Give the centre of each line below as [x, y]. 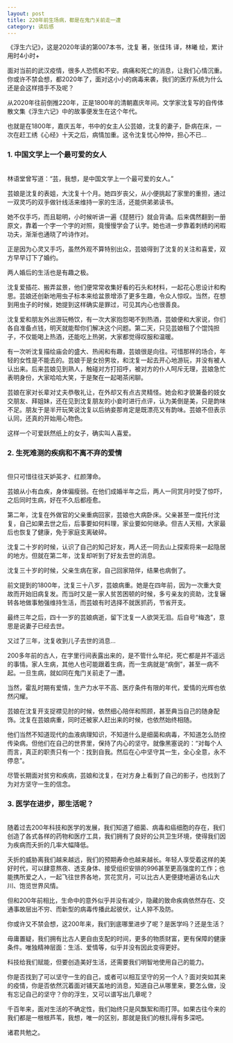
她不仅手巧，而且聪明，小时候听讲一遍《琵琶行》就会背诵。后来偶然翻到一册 [116, 217]
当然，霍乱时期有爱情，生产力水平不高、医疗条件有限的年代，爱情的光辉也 [113, 687]
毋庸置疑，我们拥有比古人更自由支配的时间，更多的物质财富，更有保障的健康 [116, 939]
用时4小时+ [24, 56]
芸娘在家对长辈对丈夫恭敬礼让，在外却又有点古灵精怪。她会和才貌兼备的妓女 [116, 392]
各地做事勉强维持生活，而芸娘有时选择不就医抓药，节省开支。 [101, 602]
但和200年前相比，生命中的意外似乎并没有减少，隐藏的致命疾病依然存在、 [113, 901]
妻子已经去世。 [46, 625]
